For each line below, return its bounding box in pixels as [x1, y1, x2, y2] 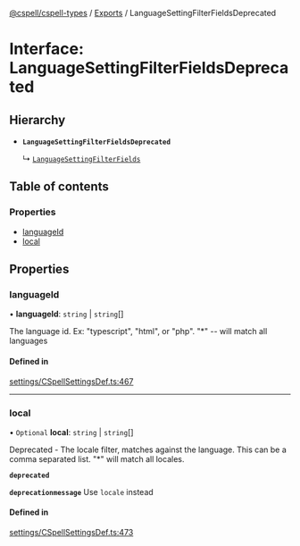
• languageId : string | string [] [9, 308, 124, 320]
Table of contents [9, 179, 109, 195]
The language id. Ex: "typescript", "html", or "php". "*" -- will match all [9, 326, 268, 337]
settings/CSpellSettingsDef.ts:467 [9, 375, 134, 387]
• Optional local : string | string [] [9, 426, 134, 437]
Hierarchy [9, 112, 66, 128]
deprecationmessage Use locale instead [9, 486, 154, 497]
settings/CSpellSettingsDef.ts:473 [9, 527, 134, 538]
